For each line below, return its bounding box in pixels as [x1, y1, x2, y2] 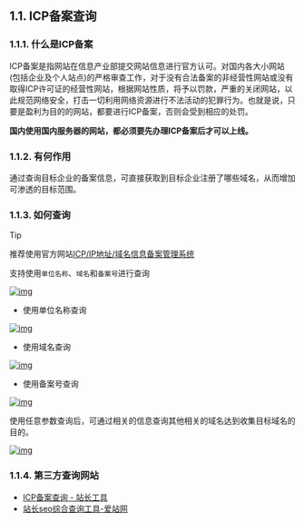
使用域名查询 [22, 341, 71, 352]
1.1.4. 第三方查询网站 [9, 469, 100, 482]
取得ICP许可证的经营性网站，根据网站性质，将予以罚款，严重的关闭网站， [9, 83, 285, 94]
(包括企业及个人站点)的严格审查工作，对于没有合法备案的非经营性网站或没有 [9, 72, 294, 83]
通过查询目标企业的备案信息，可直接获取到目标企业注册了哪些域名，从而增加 [9, 172, 296, 183]
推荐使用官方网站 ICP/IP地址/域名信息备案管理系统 [9, 249, 195, 260]
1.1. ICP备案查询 [9, 8, 97, 25]
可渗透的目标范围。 [9, 183, 82, 194]
